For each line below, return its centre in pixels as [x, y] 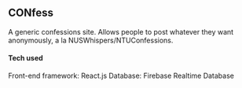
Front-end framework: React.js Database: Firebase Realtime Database [121, 76]
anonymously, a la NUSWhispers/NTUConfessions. [91, 40]
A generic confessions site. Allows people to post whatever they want [121, 31]
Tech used [26, 58]
